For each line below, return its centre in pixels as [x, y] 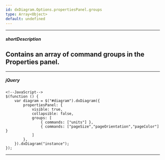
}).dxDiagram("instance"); [42, 144]
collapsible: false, [53, 113]
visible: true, [47, 109]
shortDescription [23, 39]
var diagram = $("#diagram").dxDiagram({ [57, 101]
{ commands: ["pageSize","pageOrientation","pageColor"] [100, 126]
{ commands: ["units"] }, [67, 122]
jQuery [13, 80]
